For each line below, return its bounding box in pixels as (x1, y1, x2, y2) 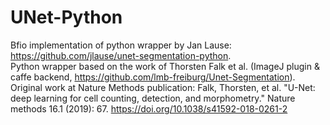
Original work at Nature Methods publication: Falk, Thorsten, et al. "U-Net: (10, 81, 316, 93)
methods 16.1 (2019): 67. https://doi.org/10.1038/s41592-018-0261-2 (10, 102, 288, 115)
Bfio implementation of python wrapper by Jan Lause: (10, 39, 232, 51)
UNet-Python (10, 6, 123, 29)
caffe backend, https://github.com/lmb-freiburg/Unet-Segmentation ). (10, 71, 296, 83)
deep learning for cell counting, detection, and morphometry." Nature (10, 92, 296, 104)
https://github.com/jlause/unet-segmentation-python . (10, 49, 232, 61)
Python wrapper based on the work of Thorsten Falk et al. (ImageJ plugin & (10, 60, 320, 72)
